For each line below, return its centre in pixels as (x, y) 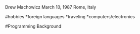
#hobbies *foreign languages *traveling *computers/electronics (70, 17)
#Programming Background (33, 26)
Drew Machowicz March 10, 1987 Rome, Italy (51, 7)
